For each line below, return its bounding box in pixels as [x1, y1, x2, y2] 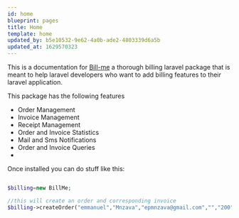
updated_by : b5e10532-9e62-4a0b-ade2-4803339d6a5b [7, 37, 161, 44]
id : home [7, 10, 33, 18]
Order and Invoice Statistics [17, 129, 100, 136]
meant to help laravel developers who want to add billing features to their [7, 70, 222, 79]
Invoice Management [17, 113, 80, 121]
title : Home [7, 23, 43, 31]
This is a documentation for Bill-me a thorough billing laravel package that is [7, 63, 230, 71]
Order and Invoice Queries [17, 143, 95, 151]
